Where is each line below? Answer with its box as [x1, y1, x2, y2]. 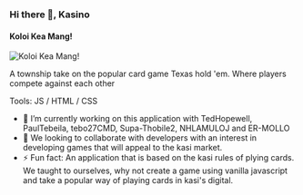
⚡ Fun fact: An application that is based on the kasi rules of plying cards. [22, 152, 295, 163]
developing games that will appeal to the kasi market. [22, 142, 223, 153]
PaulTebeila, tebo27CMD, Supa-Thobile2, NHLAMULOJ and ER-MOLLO [22, 122, 290, 134]
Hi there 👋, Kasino [9, 8, 91, 21]
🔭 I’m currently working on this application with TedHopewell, [22, 113, 253, 124]
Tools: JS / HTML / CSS [9, 95, 98, 107]
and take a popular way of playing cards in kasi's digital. [22, 175, 234, 186]
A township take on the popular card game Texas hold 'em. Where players [9, 68, 287, 80]
